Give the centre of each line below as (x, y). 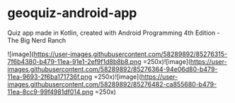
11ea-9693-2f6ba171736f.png (50, 77)
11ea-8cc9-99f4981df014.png (50, 92)
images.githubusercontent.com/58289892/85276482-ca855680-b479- (112, 84)
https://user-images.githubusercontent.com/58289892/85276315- (131, 54)
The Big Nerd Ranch (37, 40)
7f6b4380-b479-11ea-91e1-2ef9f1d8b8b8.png (74, 61)
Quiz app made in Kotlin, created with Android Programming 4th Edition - (114, 33)
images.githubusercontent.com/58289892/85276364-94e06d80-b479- (113, 69)
